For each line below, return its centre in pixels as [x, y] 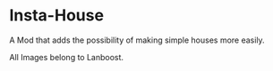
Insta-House [57, 16]
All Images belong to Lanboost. [66, 57]
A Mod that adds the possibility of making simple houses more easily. [137, 40]
